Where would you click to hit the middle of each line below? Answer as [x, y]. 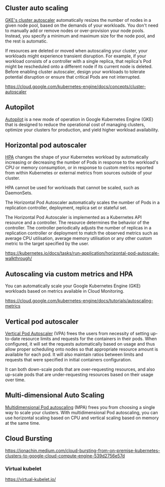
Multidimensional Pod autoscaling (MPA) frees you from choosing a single [80, 407]
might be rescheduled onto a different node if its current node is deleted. [79, 66]
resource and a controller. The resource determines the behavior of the [77, 222]
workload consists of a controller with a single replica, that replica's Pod [78, 61]
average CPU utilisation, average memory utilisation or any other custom [79, 238]
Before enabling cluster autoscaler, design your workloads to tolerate [75, 72]
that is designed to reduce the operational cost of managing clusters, [75, 124]
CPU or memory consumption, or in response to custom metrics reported [79, 168]
